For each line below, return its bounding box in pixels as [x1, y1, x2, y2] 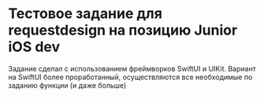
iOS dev [8, 38, 61, 56]
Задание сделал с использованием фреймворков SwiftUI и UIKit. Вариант [8, 64, 256, 73]
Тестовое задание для [8, 5, 163, 23]
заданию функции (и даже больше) [8, 80, 127, 90]
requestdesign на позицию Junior [8, 21, 238, 39]
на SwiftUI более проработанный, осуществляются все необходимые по [8, 72, 253, 82]
